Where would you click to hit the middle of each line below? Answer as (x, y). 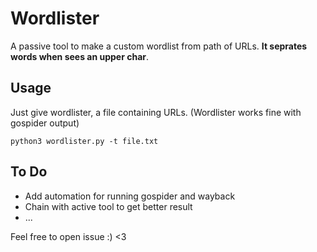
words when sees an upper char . (80, 56)
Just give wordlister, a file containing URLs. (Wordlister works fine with (156, 112)
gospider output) (45, 123)
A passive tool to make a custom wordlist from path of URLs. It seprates (159, 46)
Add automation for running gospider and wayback (130, 196)
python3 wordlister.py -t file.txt (84, 141)
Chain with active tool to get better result (108, 206)
